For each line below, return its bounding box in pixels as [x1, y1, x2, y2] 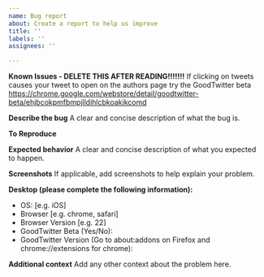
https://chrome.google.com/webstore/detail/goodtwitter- [8, 89, 199, 98]
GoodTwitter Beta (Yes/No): [19, 227, 113, 236]
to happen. [8, 154, 45, 163]
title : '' [8, 27, 42, 35]
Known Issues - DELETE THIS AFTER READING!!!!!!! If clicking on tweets [8, 71, 254, 81]
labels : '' [8, 34, 45, 43]
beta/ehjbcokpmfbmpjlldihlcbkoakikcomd [8, 97, 148, 107]
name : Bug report [8, 11, 67, 20]
